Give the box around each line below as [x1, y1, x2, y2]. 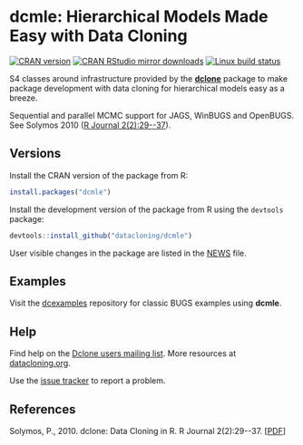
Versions [9, 146, 62, 161]
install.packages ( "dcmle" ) [9, 188, 112, 197]
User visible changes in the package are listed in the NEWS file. [9, 247, 247, 258]
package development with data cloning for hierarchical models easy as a [9, 82, 286, 93]
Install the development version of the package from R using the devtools [9, 204, 284, 215]
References [9, 401, 76, 417]
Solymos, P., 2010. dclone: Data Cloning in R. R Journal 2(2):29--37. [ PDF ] [9, 425, 287, 436]
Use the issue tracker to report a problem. [9, 375, 166, 386]
